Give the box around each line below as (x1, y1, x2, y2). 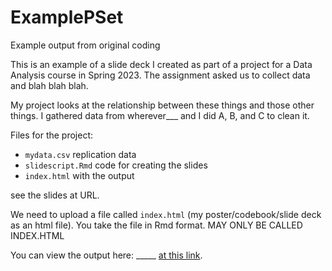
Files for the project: (10, 129, 94, 141)
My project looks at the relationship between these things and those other (10, 99, 315, 111)
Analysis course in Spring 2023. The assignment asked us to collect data (10, 69, 311, 81)
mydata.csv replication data (24, 148, 137, 160)
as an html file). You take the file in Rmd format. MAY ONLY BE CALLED (10, 219, 303, 231)
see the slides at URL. (10, 189, 100, 201)
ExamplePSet (10, 6, 124, 29)
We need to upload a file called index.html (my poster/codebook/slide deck (10, 208, 322, 220)
